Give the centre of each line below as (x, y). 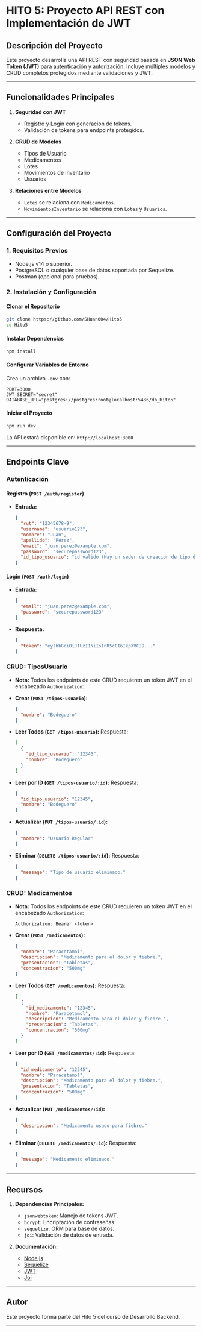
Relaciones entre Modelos (48, 190)
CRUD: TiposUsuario (37, 667)
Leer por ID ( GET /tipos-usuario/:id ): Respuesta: (77, 782)
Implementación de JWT (69, 23)
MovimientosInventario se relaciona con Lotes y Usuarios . (95, 209)
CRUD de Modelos (38, 142)
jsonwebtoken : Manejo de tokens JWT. (71, 1216)
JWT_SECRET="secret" (32, 394)
